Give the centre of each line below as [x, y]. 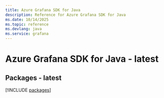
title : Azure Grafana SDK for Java [43, 10]
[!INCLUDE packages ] [28, 90]
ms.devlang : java [24, 29]
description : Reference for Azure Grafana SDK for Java [65, 15]
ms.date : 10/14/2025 [27, 19]
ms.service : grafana [27, 34]
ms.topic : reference [27, 24]
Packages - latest [34, 78]
